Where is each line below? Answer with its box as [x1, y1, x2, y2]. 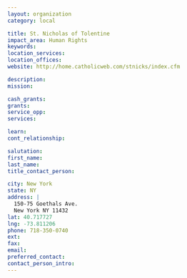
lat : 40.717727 [7, 213, 53, 221]
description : [7, 76, 46, 83]
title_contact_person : [7, 168, 75, 175]
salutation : [7, 148, 43, 155]
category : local [7, 17, 56, 24]
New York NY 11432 [14, 207, 69, 214]
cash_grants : [7, 96, 46, 103]
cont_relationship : [7, 135, 66, 142]
